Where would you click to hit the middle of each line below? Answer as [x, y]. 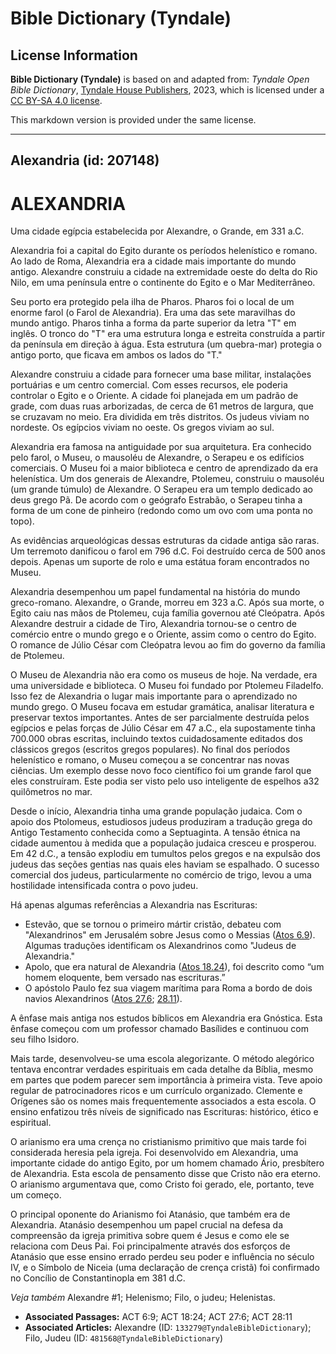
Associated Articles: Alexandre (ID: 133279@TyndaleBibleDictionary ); [168, 1328]
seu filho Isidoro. [45, 1039]
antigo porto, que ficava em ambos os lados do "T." [116, 355]
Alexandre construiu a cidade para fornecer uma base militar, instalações [161, 374]
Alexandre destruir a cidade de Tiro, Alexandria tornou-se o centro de [153, 624]
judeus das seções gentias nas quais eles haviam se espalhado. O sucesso [165, 864]
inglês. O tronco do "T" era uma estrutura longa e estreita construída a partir [168, 334]
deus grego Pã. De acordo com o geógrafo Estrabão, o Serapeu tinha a [156, 500]
